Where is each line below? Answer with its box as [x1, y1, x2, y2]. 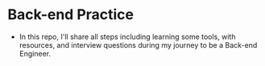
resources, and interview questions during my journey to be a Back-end [19, 40, 258, 49]
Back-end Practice [7, 6, 135, 24]
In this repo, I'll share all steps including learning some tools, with [19, 32, 236, 41]
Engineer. [19, 49, 52, 58]
